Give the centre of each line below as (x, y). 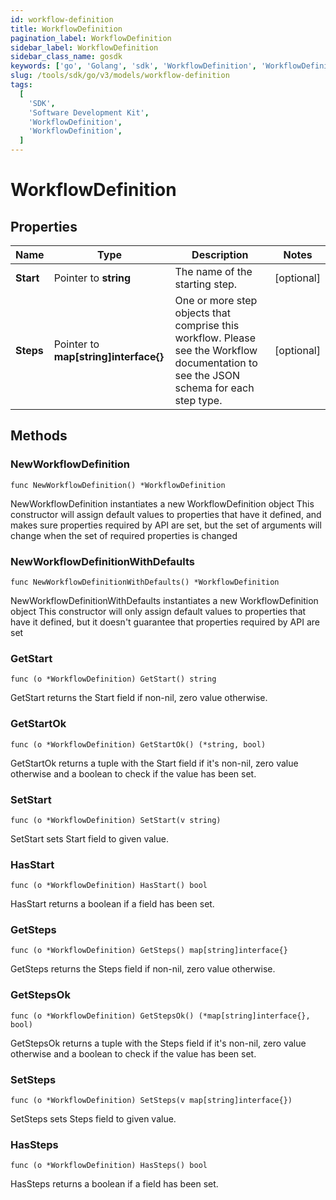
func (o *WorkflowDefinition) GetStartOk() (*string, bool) (138, 744)
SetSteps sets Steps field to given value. (93, 1119)
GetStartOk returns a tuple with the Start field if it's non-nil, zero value (154, 763)
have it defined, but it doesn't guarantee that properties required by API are (165, 622)
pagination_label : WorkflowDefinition (91, 38)
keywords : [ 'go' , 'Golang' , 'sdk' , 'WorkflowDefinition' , (133, 66)
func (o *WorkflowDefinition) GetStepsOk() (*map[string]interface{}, (160, 1016)
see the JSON (207, 375)
